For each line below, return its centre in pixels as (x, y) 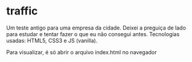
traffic (22, 11)
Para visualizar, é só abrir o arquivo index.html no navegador (82, 52)
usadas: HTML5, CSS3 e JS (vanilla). (52, 40)
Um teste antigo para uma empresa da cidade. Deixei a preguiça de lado (96, 28)
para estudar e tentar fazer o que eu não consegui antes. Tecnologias (93, 34)
